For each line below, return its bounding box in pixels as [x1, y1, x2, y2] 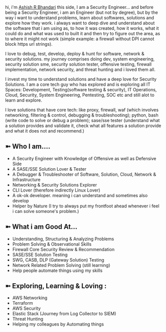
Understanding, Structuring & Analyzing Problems [12, 236, 114, 242]
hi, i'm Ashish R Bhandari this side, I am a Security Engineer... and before [5, 4, 154, 10]
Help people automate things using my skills [12, 267, 103, 273]
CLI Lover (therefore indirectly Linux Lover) [12, 187, 101, 193]
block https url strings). [5, 41, 53, 47]
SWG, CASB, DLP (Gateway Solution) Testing [12, 257, 105, 263]
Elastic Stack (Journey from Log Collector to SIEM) [12, 311, 116, 317]
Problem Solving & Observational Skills [12, 241, 92, 247]
